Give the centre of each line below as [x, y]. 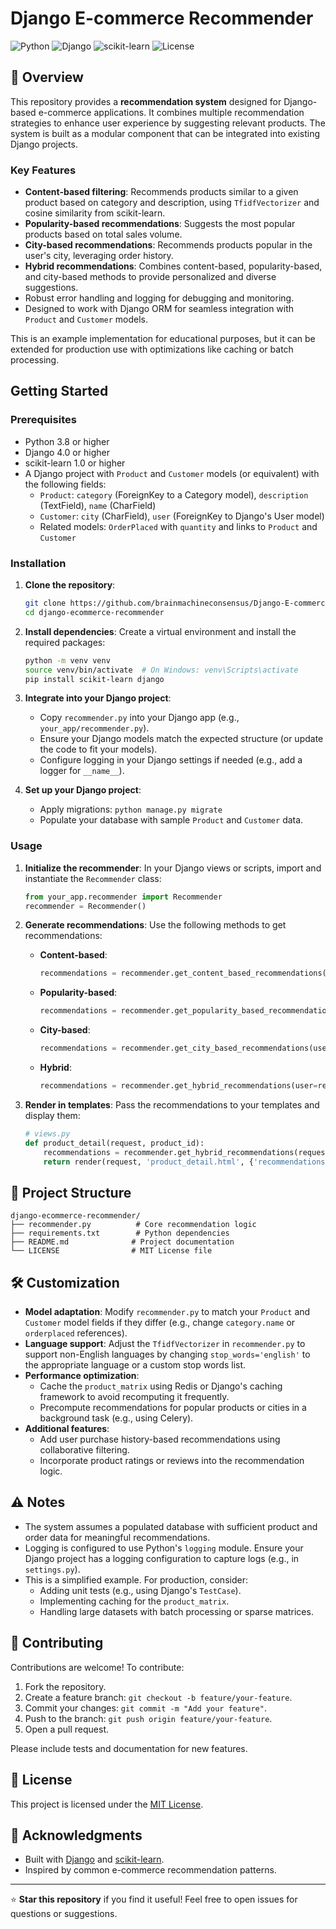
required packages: [65, 642]
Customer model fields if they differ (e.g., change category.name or [160, 1323]
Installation [38, 563]
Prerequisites [43, 420]
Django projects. [44, 144]
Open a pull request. [67, 1729]
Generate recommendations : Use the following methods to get [155, 925]
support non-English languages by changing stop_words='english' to [167, 1354]
